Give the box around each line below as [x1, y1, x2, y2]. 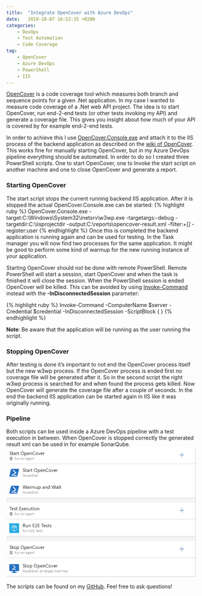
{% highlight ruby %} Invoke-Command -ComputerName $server [6, 301, 168, 308]
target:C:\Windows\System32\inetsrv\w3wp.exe [6, 214, 125, 221]
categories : [6, 22, 36, 28]
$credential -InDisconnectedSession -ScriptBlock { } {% [32, 308, 173, 315]
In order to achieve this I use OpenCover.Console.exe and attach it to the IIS [6, 134, 194, 141]
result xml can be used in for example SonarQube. [6, 441, 130, 448]
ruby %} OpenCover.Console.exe [6, 208, 88, 215]
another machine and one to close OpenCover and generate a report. [6, 166, 177, 173]
